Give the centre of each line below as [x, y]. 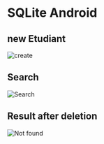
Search [23, 77]
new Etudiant [37, 39]
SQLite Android [52, 13]
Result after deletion [52, 116]
